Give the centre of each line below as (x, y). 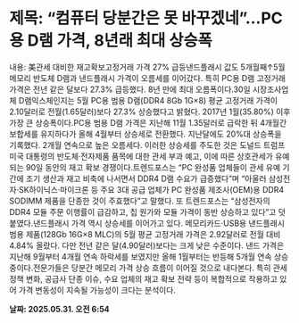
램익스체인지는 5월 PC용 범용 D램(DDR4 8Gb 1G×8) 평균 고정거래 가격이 (151, 100)
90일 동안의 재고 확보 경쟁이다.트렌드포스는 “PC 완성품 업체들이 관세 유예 (153, 167)
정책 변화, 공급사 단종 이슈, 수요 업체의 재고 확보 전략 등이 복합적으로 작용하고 (144, 278)
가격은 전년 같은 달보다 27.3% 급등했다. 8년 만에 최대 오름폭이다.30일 (130, 89)
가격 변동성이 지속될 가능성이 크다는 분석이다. (97, 290)
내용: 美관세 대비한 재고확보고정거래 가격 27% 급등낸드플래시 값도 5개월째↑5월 (147, 67)
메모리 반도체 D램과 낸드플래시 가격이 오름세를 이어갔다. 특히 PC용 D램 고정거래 (147, 78)
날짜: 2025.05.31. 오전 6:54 (59, 309)
